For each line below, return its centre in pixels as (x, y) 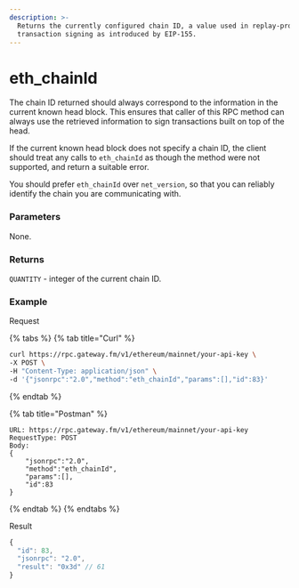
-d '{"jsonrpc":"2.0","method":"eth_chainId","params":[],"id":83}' (139, 379)
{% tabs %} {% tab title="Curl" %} (72, 338)
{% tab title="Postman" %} (59, 414)
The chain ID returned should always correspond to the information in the (144, 102)
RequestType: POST (43, 438)
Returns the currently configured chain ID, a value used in (133, 26)
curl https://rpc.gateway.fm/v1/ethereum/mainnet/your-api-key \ (133, 355)
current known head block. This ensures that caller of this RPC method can (147, 112)
